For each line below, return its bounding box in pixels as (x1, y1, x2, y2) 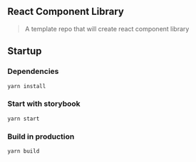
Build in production (7, 131, 75, 141)
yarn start (7, 115, 40, 122)
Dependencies (7, 67, 59, 77)
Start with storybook (7, 99, 81, 109)
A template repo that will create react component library (24, 24, 190, 33)
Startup (7, 45, 42, 58)
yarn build (7, 148, 40, 155)
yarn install (7, 82, 46, 90)
